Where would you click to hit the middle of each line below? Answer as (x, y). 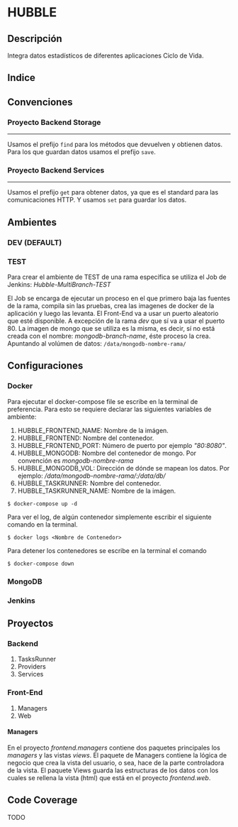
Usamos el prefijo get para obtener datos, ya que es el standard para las (113, 192)
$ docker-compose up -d (42, 504)
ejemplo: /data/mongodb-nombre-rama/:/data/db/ (92, 476)
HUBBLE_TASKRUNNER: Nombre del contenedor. (89, 483)
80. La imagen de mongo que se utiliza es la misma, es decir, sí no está (111, 328)
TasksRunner (37, 659)
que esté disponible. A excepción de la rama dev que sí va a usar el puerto (116, 321)
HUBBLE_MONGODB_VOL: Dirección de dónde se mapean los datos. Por (124, 468)
